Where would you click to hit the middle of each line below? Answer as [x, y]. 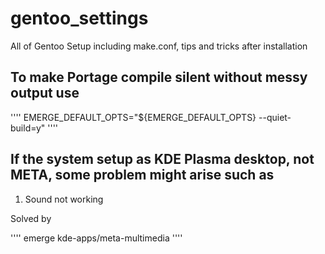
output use [45, 93]
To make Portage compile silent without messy [159, 77]
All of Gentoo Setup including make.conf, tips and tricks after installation [159, 46]
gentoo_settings [79, 18]
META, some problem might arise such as [142, 175]
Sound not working [64, 199]
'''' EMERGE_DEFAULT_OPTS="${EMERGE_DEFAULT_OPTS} [133, 117]
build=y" [28, 128]
